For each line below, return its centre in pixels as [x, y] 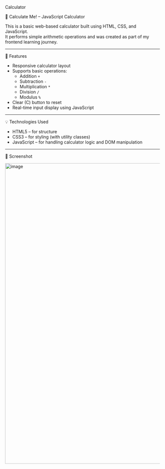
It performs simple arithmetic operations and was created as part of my [77, 37]
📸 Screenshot [19, 156]
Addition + [30, 76]
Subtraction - [33, 81]
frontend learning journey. [31, 42]
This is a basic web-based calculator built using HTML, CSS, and [71, 26]
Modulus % [30, 97]
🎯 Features [16, 56]
